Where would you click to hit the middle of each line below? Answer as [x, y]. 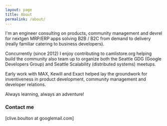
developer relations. [26, 84]
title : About [19, 14]
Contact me [20, 107]
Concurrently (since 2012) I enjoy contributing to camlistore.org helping [79, 53]
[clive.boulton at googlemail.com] [40, 118]
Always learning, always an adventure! [45, 94]
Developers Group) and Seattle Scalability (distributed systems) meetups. [81, 64]
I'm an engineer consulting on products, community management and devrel [84, 33]
